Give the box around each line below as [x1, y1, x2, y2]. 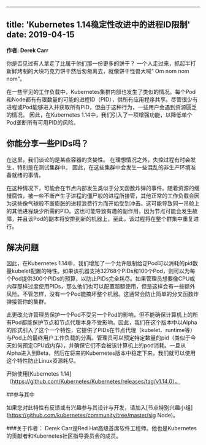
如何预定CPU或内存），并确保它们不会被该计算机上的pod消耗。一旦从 [11, 342, 186, 349]
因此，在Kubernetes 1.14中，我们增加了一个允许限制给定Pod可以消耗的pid [6, 260, 193, 267]
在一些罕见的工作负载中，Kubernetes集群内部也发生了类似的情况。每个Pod [6, 88, 196, 95]
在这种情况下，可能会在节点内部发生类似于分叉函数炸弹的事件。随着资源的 [6, 184, 194, 192]
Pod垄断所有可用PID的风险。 [6, 118, 79, 126]
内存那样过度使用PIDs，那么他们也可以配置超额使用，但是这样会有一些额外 [6, 283, 196, 290]
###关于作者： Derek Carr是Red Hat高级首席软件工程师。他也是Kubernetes [6, 425, 197, 432]
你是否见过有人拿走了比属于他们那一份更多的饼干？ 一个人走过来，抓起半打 [6, 60, 196, 67]
